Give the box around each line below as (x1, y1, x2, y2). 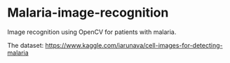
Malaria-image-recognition (7, 5, 169, 21)
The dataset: (7, 41, 44, 49)
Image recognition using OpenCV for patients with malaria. (7, 28, 177, 36)
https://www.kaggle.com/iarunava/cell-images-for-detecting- (45, 41, 223, 49)
